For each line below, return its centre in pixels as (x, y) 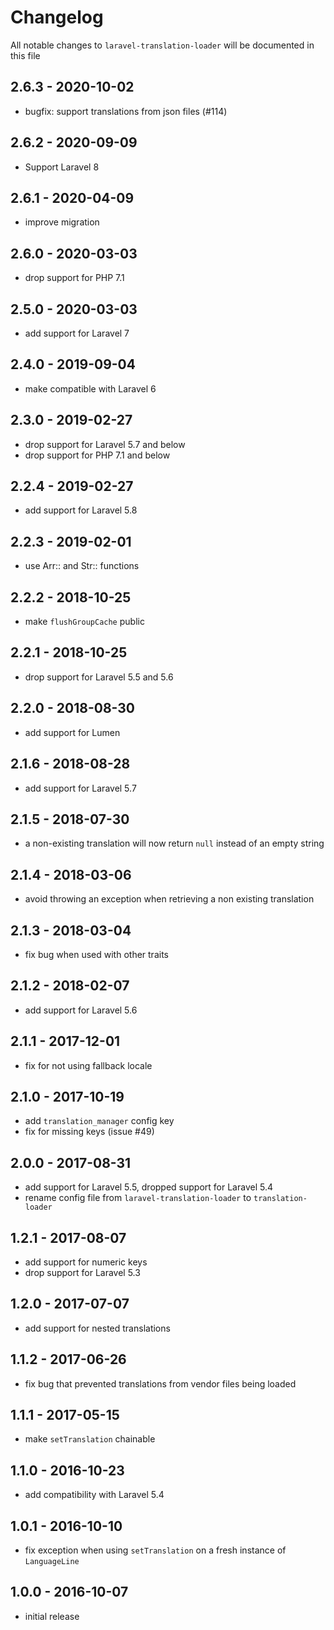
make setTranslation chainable (90, 1439)
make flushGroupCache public (84, 622)
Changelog (57, 17)
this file (25, 55)
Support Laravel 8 (62, 167)
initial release (52, 1616)
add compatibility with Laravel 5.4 (94, 1495)
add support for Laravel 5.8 (81, 510)
